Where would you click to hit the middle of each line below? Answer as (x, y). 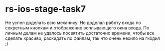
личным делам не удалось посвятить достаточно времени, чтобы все (80, 33)
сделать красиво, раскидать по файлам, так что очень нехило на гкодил (83, 38)
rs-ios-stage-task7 (46, 9)
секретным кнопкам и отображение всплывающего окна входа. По (77, 27)
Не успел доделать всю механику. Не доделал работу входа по (73, 23)
